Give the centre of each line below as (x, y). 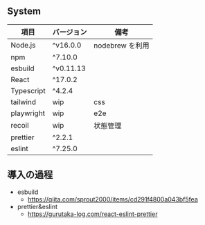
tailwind (24, 101)
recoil (20, 125)
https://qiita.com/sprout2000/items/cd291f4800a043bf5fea (113, 199)
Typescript (28, 90)
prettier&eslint (37, 206)
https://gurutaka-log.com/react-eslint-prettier (92, 214)
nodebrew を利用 (121, 46)
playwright (28, 113)
